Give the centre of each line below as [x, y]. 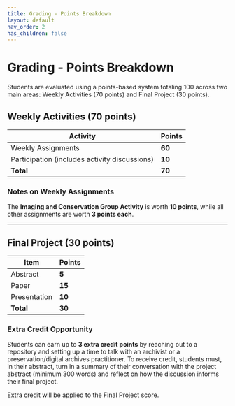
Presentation [31, 297]
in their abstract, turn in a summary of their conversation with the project [112, 367]
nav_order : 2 [26, 27]
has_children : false [37, 33]
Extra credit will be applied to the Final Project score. [83, 395]
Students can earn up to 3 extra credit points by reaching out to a [102, 345]
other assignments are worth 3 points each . [71, 215]
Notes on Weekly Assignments [60, 191]
